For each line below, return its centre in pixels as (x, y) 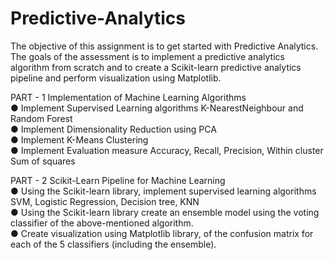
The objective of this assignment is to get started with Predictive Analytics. (164, 46)
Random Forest (41, 118)
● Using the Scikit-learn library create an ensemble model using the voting (165, 212)
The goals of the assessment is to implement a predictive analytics (147, 56)
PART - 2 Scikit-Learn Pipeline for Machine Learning (118, 180)
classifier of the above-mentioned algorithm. (102, 223)
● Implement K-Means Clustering (79, 139)
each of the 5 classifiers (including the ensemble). (113, 244)
